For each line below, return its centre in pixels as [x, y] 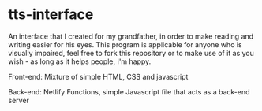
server [19, 100]
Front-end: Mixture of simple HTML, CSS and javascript [98, 76]
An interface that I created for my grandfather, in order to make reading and [131, 36]
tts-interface [51, 15]
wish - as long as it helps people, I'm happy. [80, 61]
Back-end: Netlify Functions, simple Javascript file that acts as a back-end [129, 91]
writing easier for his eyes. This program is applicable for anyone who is [125, 44]
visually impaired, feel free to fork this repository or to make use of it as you [131, 53]
